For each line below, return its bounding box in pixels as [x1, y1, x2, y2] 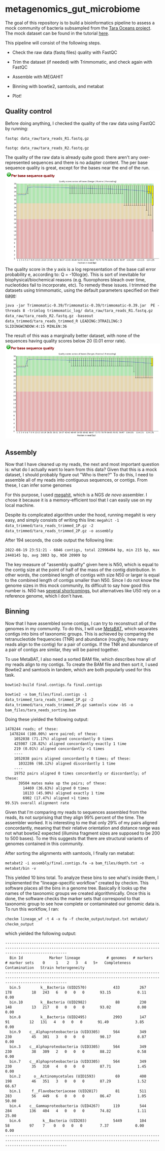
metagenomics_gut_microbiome [5, 3, 140, 15]
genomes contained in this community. [5, 841, 84, 846]
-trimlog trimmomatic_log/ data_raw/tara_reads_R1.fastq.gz [27, 308, 153, 313]
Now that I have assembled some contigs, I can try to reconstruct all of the [5, 620, 157, 626]
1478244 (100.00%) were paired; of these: [9, 731, 98, 736]
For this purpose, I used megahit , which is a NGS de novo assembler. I [5, 492, 147, 498]
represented [5, 159, 30, 165]
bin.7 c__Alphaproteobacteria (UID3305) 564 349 [9, 1059, 147, 1064]
